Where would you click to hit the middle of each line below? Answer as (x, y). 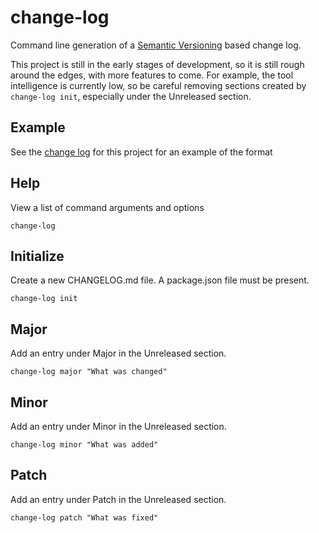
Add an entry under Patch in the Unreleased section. (118, 499)
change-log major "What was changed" (89, 372)
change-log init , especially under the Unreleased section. (131, 96)
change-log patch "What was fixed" (84, 517)
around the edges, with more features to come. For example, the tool (152, 75)
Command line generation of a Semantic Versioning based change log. (156, 45)
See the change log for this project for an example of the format (141, 152)
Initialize (37, 256)
